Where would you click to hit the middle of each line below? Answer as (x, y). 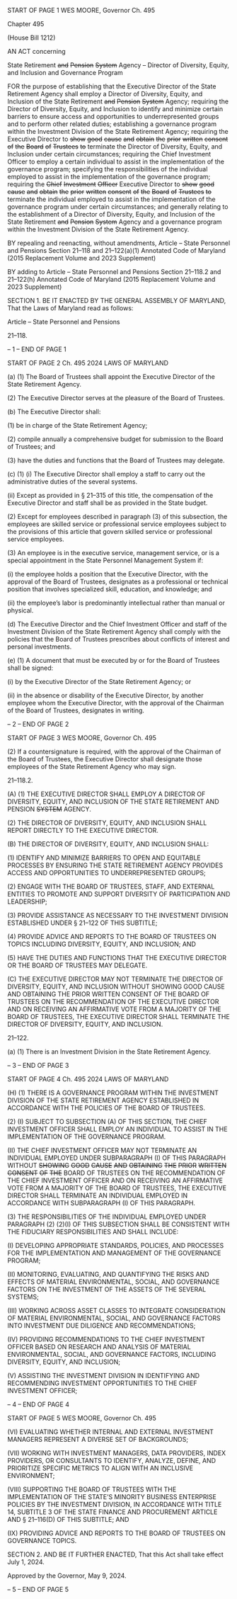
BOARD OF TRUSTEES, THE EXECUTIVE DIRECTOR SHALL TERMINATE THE (118, 1017)
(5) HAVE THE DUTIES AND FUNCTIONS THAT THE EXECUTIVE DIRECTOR (117, 958)
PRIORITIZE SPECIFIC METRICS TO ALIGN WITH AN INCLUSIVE (100, 1468)
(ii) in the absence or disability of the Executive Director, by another (105, 695)
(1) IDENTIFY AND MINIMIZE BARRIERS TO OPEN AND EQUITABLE (104, 858)
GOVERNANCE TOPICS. (42, 1541)
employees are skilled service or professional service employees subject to (117, 524)
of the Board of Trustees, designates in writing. (76, 710)
